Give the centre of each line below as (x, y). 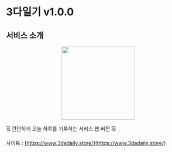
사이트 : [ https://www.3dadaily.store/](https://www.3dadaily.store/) (86, 143)
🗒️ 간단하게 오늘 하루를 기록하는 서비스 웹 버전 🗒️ (61, 129)
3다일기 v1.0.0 (40, 12)
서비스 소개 (25, 35)
